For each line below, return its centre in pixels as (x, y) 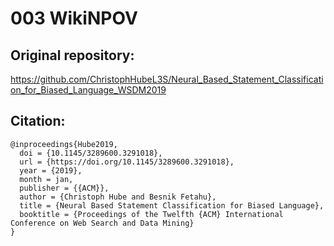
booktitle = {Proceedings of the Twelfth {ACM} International (151, 214)
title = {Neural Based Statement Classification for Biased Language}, (172, 205)
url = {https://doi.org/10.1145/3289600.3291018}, (127, 162)
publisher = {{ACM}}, (64, 188)
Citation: (38, 121)
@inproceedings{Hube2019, (64, 144)
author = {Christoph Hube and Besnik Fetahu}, (118, 197)
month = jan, (46, 179)
